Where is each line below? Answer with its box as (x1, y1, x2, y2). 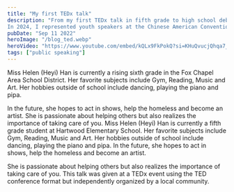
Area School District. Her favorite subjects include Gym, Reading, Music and (7, 75, 226, 84)
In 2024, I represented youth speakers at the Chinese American (7, 23, 198, 30)
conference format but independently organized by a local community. (7, 177, 210, 185)
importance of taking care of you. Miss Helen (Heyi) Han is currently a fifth (7, 119, 221, 127)
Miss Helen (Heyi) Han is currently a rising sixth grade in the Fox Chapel (7, 68, 214, 77)
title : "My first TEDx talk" (7, 10, 92, 17)
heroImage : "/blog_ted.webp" (7, 36, 92, 43)
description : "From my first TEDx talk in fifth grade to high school (7, 17, 217, 24)
